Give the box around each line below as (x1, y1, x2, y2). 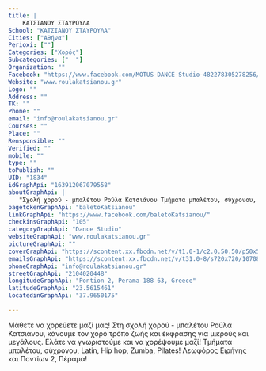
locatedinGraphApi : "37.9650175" (8, 292, 119, 300)
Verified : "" (8, 144, 51, 152)
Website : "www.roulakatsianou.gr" (8, 78, 123, 86)
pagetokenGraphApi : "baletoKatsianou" (8, 203, 136, 211)
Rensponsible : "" (8, 136, 66, 145)
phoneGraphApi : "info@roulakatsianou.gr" (8, 262, 147, 270)
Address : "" (8, 93, 47, 101)
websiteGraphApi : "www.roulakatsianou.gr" (8, 233, 150, 241)
